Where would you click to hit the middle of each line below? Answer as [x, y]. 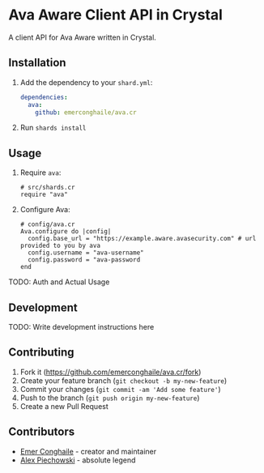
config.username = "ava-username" [86, 253]
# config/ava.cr [47, 224]
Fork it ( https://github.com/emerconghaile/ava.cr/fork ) [111, 372]
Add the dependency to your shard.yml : [86, 82]
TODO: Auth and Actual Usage [59, 282]
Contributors [42, 432]
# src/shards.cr [47, 188]
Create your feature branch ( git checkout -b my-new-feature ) [123, 380]
